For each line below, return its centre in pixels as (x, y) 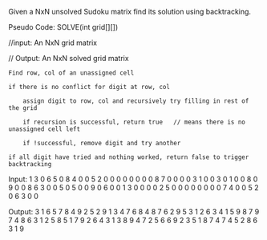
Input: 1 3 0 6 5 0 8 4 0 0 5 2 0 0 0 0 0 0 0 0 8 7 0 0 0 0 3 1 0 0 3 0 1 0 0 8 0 (133, 179)
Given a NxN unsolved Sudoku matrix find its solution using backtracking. (129, 12)
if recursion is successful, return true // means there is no (134, 122)
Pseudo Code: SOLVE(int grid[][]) (63, 27)
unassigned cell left (44, 129)
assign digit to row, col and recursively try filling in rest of (136, 101)
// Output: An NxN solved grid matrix (69, 58)
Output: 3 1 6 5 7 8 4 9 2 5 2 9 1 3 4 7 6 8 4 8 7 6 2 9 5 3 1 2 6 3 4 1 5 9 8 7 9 (134, 212)
